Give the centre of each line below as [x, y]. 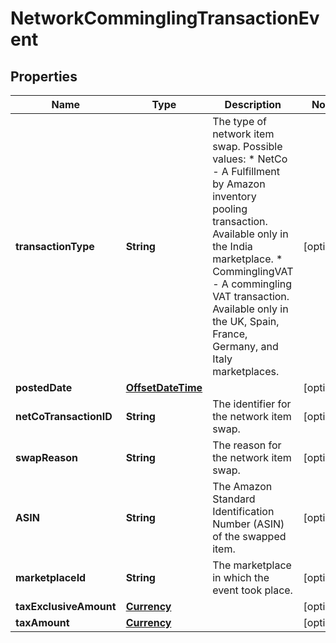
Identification [243, 511]
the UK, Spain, [246, 321]
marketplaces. [246, 371]
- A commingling [252, 284]
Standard [234, 499]
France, [230, 334]
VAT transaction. [251, 296]
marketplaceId [51, 577]
